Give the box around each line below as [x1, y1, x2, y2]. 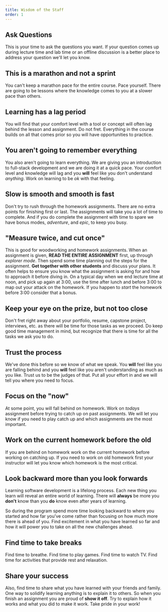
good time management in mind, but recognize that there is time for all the [5, 328, 158, 334]
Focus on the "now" [5, 392, 69, 400]
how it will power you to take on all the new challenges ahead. [5, 524, 133, 530]
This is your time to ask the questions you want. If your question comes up [5, 44, 159, 50]
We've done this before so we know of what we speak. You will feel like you [5, 362, 162, 367]
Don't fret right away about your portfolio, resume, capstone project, [5, 318, 147, 324]
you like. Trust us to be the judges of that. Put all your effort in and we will [5, 372, 157, 378]
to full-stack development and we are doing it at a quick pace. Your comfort [5, 165, 161, 171]
